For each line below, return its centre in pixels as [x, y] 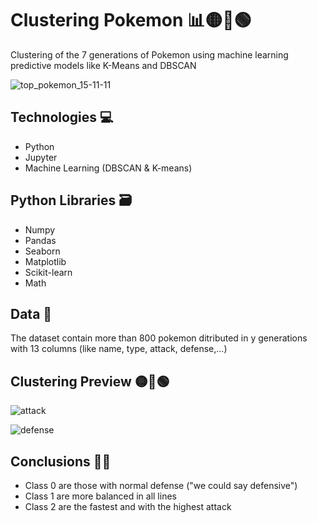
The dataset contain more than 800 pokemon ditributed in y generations [159, 338]
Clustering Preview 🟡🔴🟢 [90, 381]
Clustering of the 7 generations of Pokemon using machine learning [149, 54]
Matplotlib [45, 261]
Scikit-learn [48, 272]
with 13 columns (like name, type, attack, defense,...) [119, 349]
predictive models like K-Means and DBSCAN [103, 65]
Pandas [40, 240]
